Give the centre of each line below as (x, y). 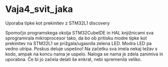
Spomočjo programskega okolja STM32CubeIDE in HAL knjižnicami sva (79, 32)
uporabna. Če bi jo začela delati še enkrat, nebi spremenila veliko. (74, 59)
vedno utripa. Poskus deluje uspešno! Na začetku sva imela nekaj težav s (81, 48)
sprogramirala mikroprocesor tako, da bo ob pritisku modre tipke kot (76, 38)
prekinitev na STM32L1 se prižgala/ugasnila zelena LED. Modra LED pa (79, 43)
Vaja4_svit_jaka (39, 9)
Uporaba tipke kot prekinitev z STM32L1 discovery (58, 23)
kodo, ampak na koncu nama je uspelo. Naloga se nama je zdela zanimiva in (84, 54)
